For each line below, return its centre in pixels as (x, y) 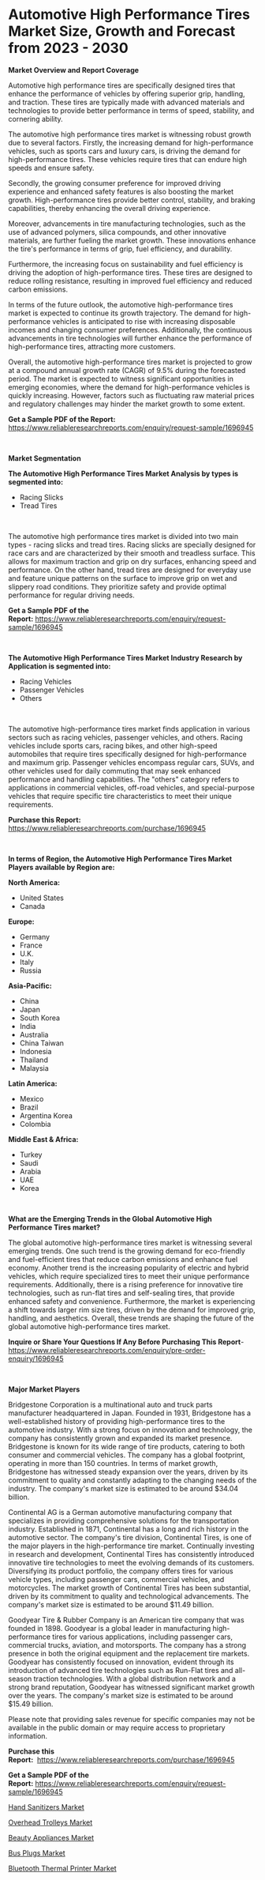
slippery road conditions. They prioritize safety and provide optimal (118, 586)
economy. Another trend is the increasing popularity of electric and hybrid (129, 1268)
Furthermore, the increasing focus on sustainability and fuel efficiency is (126, 264)
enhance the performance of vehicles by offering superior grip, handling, (127, 93)
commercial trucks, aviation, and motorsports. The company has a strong (127, 1645)
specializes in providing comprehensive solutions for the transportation (123, 1520)
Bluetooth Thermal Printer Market (62, 1868)
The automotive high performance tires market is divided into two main (123, 536)
